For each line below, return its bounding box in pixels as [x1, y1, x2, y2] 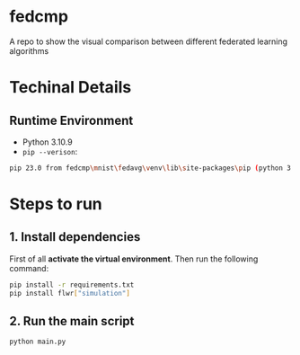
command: [9, 262, 49, 273]
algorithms [9, 45, 49, 56]
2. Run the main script [9, 313, 135, 329]
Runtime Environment [9, 112, 134, 128]
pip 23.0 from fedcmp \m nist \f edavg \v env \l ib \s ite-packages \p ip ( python [9, 164, 283, 173]
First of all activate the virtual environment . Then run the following [9, 253, 259, 264]
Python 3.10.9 [22, 137, 74, 147]
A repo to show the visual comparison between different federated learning [9, 36, 288, 47]
